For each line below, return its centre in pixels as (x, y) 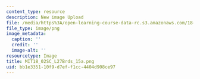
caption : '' (26, 39)
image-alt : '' (29, 50)
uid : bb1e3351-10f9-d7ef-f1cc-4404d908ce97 (61, 67)
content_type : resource (36, 12)
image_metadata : (26, 34)
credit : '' (25, 45)
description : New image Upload (45, 17)
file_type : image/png (33, 28)
